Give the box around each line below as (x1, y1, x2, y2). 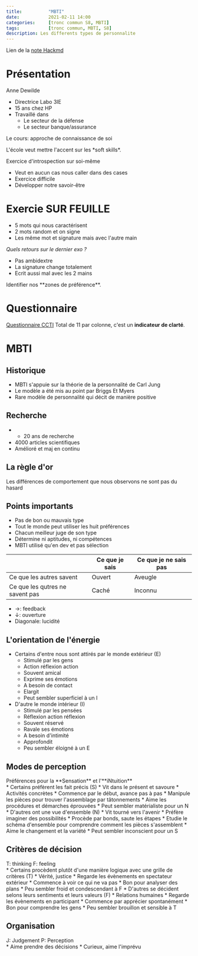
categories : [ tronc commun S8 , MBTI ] (6, 19, 110, 25)
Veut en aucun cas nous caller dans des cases (14, 169, 128, 176)
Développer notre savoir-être (14, 182, 85, 189)
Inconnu (134, 586, 157, 594)
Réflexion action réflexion (23, 713, 85, 720)
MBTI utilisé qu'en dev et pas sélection (14, 542, 109, 549)
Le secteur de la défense (23, 117, 84, 124)
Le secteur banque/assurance (23, 123, 97, 130)
